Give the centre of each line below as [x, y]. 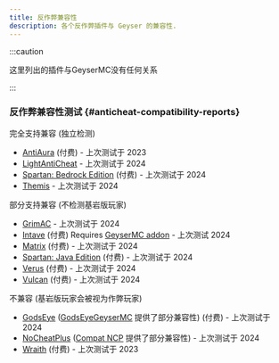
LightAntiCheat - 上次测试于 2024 [84, 163]
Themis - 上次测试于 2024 [70, 186]
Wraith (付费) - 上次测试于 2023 [80, 349]
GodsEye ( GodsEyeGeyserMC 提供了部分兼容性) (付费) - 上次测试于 [146, 317]
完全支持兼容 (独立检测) [53, 133]
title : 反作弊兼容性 [43, 17]
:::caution [27, 51]
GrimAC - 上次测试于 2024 [71, 223]
